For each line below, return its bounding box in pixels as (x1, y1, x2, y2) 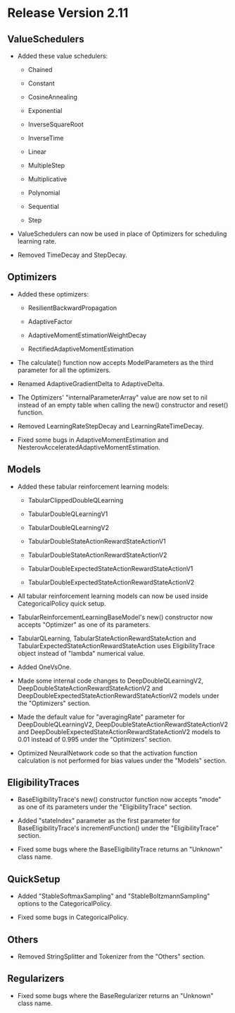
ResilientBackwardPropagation (27, 304, 118, 312)
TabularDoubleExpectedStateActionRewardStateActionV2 (27, 577, 195, 587)
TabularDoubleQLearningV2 (27, 523, 109, 532)
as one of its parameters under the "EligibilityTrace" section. (17, 803, 192, 811)
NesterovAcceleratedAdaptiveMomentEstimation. (17, 443, 160, 451)
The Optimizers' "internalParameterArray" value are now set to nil (17, 393, 208, 402)
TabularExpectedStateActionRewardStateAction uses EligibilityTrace (17, 641, 215, 650)
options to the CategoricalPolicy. (17, 899, 113, 908)
